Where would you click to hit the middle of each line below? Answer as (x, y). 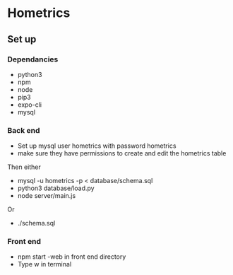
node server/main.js (47, 196)
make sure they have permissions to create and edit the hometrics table (122, 153)
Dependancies (33, 59)
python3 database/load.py (56, 188)
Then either (24, 167)
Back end (24, 130)
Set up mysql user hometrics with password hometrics (97, 146)
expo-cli (30, 105)
